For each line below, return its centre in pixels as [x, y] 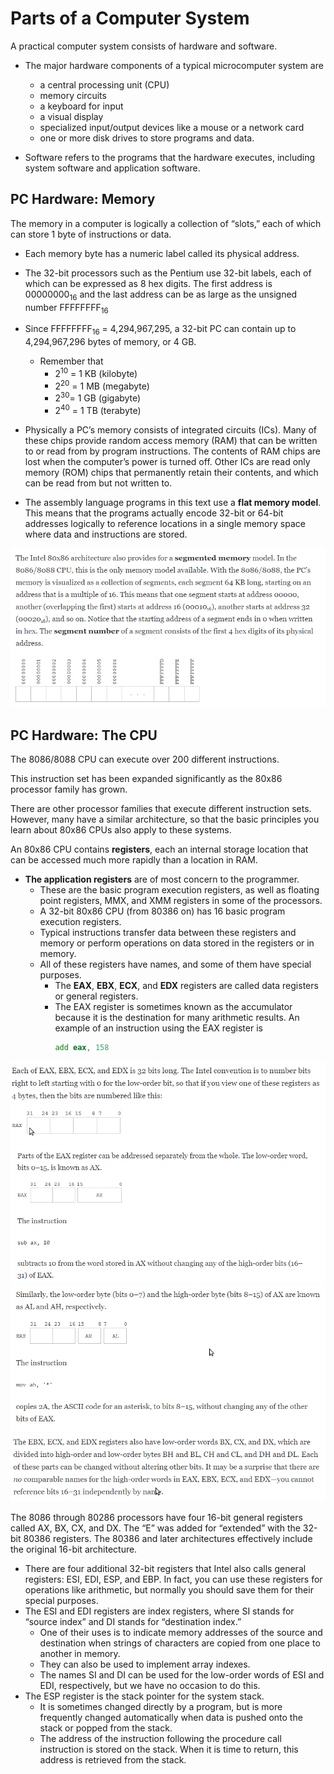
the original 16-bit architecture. [74, 1549]
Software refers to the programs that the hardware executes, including [170, 157]
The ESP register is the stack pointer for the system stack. [144, 1696]
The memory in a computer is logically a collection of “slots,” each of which [166, 223]
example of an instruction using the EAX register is [158, 1028]
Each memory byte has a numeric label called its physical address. [162, 253]
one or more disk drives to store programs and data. [147, 138]
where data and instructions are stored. [106, 534]
